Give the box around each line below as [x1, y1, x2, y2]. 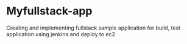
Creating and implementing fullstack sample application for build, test [6, 24, 181, 31]
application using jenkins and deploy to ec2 [6, 30, 116, 37]
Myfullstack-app [6, 4, 93, 18]
